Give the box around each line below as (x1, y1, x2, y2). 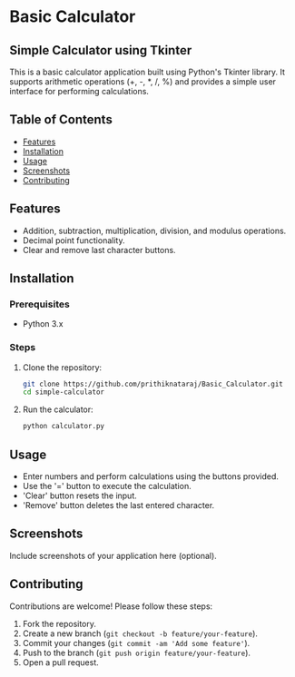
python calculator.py (22, 422, 104, 431)
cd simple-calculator (22, 388, 104, 397)
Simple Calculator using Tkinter (9, 43, 192, 58)
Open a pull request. (22, 656, 100, 668)
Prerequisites (9, 298, 70, 310)
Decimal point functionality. (22, 234, 125, 246)
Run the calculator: (22, 404, 93, 415)
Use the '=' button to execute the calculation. (22, 481, 192, 492)
